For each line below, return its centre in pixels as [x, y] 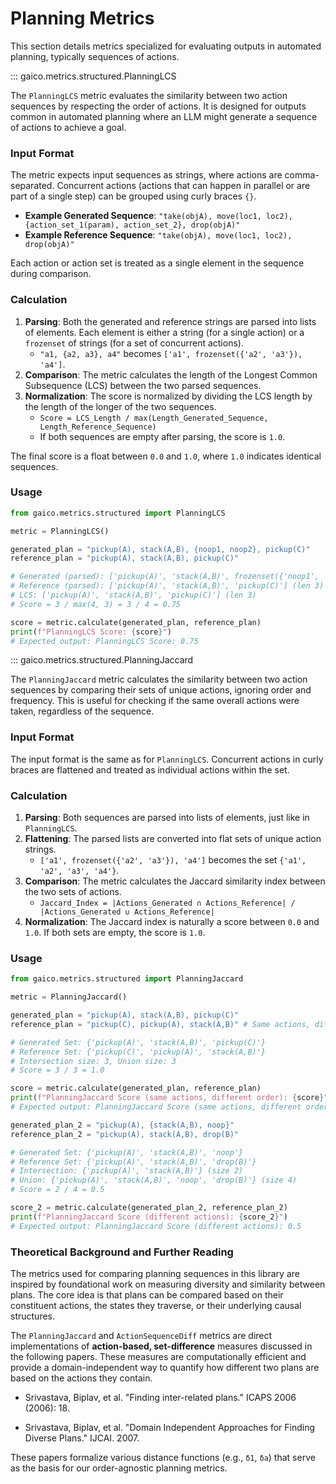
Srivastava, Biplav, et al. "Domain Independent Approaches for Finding [170, 1428]
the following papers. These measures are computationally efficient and [158, 1357]
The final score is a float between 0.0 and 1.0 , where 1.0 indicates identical [166, 456]
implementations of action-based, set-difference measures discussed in [161, 1346]
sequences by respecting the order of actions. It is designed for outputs [158, 106]
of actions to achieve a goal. [68, 127]
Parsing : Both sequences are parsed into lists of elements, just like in [167, 818]
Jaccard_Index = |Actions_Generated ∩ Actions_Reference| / [167, 903]
